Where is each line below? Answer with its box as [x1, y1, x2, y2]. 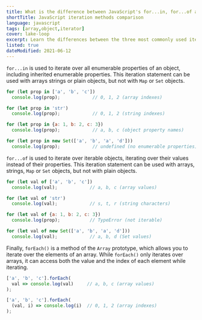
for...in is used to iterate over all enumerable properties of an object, [6, 64, 181, 71]
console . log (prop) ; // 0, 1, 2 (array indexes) [11, 94, 163, 100]
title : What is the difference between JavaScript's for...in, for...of [6, 8, 192, 15]
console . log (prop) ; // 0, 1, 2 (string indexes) [11, 110, 165, 117]
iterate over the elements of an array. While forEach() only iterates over [6, 250, 183, 258]
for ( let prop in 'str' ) [6, 105, 69, 111]
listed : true [6, 43, 39, 49]
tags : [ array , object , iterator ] [6, 25, 85, 32]
